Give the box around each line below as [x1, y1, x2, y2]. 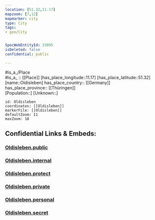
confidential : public [5, 51, 49, 56]
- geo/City [5, 30, 27, 34]
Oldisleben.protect [5, 170, 51, 177]
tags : [5, 25, 16, 30]
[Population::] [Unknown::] [5, 90, 58, 96]
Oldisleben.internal [5, 157, 52, 164]
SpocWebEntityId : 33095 [5, 43, 54, 48]
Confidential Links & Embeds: [5, 130, 97, 138]
